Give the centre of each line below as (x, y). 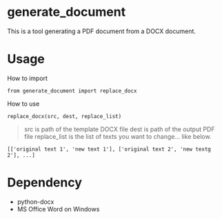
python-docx (36, 202)
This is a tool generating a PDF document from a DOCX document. (102, 31)
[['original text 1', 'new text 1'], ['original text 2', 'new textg (109, 149)
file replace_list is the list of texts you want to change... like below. (118, 136)
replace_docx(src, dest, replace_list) (64, 116)
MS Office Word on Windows (58, 209)
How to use (23, 104)
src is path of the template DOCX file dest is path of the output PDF (119, 129)
